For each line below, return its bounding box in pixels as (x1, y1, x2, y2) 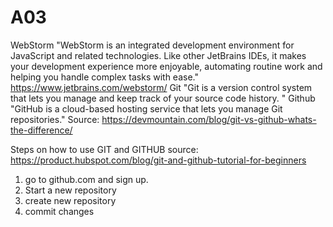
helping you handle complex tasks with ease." (10, 71, 199, 83)
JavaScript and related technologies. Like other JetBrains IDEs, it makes (10, 49, 307, 61)
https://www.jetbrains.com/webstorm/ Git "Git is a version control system (10, 81, 313, 93)
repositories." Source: (10, 113, 100, 125)
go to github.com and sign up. (24, 173, 149, 185)
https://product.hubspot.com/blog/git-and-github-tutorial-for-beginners (10, 154, 307, 166)
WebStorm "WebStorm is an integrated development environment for (10, 39, 295, 51)
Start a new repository (24, 184, 117, 196)
